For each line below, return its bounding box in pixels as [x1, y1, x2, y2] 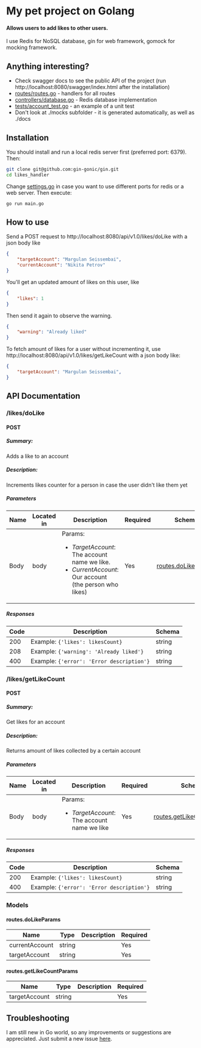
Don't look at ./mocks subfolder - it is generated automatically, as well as [14, 109, 195, 116]
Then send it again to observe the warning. [6, 312, 112, 319]
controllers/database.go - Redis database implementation [14, 96, 157, 103]
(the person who [71, 580, 118, 588]
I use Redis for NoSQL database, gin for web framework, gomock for [6, 38, 175, 45]
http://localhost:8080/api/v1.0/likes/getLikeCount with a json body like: [6, 352, 181, 359]
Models [6, 901, 29, 909]
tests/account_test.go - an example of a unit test [14, 103, 135, 110]
